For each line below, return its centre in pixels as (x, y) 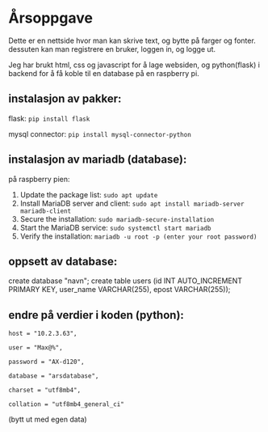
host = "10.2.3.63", (43, 334)
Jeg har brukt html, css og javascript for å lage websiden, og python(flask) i (134, 65)
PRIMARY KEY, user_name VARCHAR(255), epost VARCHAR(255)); (119, 290)
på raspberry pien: (39, 179)
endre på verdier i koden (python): (96, 315)
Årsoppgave (50, 18)
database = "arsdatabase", (54, 376)
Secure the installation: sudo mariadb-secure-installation (117, 218)
